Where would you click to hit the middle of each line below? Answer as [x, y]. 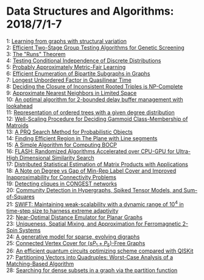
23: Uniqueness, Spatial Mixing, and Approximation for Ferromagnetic [94, 223]
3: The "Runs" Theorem [36, 54]
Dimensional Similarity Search [57, 157]
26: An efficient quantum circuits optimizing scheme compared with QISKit [100, 251]
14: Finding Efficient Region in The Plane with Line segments [82, 138]
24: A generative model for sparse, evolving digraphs [73, 237]
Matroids [17, 125]
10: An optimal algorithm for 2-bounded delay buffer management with [95, 99]
